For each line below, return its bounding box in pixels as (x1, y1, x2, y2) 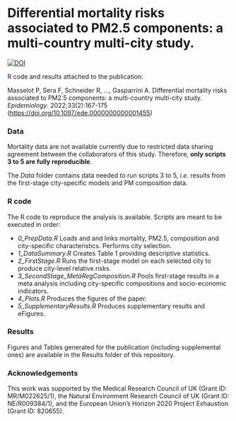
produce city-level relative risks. (17, 264, 112, 272)
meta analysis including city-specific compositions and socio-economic (17, 279, 228, 288)
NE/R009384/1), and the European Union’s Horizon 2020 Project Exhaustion (7, 399, 228, 408)
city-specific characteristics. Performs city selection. (17, 241, 172, 249)
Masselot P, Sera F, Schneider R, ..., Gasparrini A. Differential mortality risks (7, 86, 228, 94)
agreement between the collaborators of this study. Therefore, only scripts (7, 150, 226, 159)
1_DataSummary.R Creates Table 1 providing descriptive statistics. (17, 249, 211, 257)
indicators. (17, 286, 49, 295)
